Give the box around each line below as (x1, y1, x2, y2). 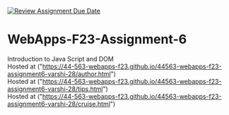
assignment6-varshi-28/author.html (7, 69, 111, 78)
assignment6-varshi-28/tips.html (7, 85, 103, 93)
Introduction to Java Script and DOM (7, 54, 114, 63)
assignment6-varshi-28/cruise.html (7, 99, 111, 108)
